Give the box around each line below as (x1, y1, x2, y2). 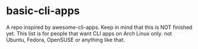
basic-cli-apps (6, 4, 80, 18)
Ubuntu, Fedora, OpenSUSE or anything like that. (6, 36, 125, 43)
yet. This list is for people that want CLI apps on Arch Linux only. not (6, 30, 173, 37)
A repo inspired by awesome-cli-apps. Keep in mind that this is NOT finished (6, 24, 193, 31)
